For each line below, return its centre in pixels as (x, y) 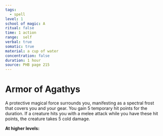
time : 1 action (21, 33)
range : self (19, 38)
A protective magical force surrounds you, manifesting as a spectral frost (80, 103)
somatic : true (20, 46)
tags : (11, 10)
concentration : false (27, 56)
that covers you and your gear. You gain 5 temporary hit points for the (76, 108)
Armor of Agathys (43, 89)
